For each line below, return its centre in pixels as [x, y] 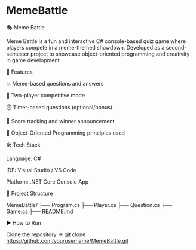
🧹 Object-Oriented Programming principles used [66, 133]
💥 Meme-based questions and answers [55, 83]
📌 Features [19, 72]
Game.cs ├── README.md [40, 211]
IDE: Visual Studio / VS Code [41, 170]
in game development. [34, 60]
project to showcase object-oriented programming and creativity [110, 54]
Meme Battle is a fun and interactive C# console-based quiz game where [96, 41]
